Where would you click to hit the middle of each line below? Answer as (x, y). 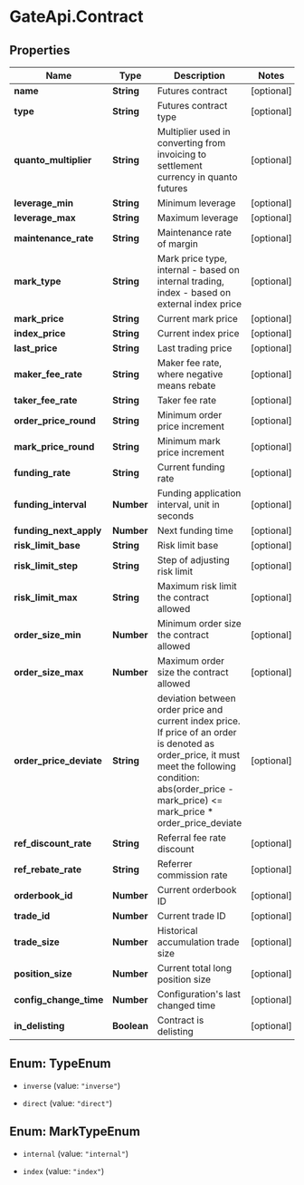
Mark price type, (192, 258)
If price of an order (197, 732)
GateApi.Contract (76, 17)
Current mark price (197, 319)
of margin (178, 244)
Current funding (191, 467)
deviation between (197, 698)
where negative (190, 374)
